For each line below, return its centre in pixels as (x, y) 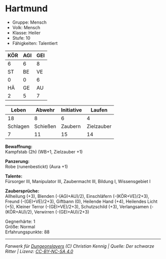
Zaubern (71, 126)
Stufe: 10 (21, 38)
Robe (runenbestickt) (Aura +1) (37, 166)
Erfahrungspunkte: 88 (27, 232)
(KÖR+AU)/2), (19, 212)
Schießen (45, 126)
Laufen (99, 110)
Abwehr (45, 110)
